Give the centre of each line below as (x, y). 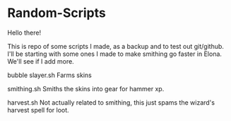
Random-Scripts (57, 13)
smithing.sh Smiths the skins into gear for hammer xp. (86, 88)
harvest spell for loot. (38, 110)
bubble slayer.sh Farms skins (49, 75)
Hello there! (24, 33)
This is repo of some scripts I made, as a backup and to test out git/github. (116, 46)
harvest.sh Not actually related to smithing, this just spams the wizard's (111, 102)
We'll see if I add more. (41, 61)
